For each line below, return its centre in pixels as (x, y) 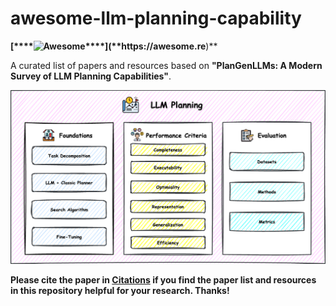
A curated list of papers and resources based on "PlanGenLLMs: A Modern (166, 65)
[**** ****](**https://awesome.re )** (114, 46)
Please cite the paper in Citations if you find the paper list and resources (163, 280)
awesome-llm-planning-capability (156, 18)
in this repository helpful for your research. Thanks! (120, 291)
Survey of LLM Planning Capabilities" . (91, 76)
